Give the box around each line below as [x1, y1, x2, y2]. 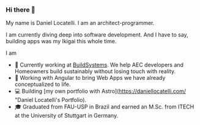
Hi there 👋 [6, 5, 36, 14]
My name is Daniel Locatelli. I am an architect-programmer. [6, 20, 155, 27]
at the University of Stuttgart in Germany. [14, 112, 119, 120]
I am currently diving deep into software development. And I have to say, [6, 31, 189, 38]
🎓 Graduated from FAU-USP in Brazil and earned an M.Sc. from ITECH [14, 103, 194, 110]
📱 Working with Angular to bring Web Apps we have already [14, 74, 166, 82]
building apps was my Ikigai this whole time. [6, 38, 117, 45]
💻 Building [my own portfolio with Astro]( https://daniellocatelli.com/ [14, 88, 187, 95]
